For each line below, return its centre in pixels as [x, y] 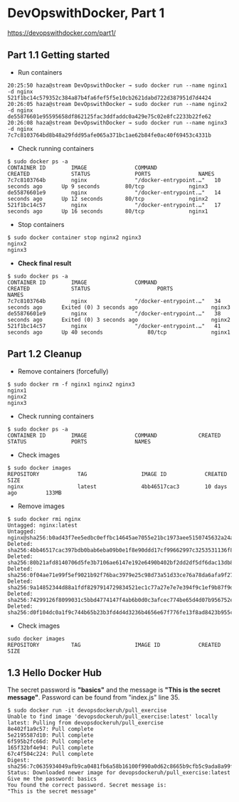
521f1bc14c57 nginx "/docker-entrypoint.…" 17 [114, 205]
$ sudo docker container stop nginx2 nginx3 [74, 237]
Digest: [19, 760]
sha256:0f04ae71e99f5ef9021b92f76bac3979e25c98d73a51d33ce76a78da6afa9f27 [121, 575]
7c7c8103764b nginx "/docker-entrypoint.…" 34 [114, 301]
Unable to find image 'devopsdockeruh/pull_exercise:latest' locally [113, 717]
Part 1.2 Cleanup [44, 354]
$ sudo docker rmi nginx [44, 519]
